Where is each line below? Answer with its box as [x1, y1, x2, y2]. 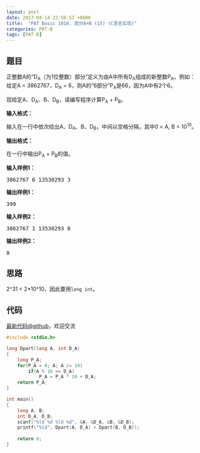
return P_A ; [17, 379, 47, 386]
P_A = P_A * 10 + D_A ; [38, 374, 97, 380]
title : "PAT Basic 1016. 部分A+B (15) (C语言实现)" [6, 20, 137, 26]
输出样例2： [6, 237, 36, 244]
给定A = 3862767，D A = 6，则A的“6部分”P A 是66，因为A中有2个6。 [6, 82, 176, 90]
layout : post [6, 9, 40, 15]
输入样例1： [6, 164, 36, 171]
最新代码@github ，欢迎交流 [6, 323, 76, 330]
